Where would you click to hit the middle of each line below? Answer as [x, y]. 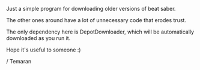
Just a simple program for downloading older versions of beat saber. [91, 9]
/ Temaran [19, 61]
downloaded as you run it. [38, 38]
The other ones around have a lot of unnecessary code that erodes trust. [96, 20]
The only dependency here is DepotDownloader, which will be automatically [100, 32]
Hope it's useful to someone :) [44, 50]
